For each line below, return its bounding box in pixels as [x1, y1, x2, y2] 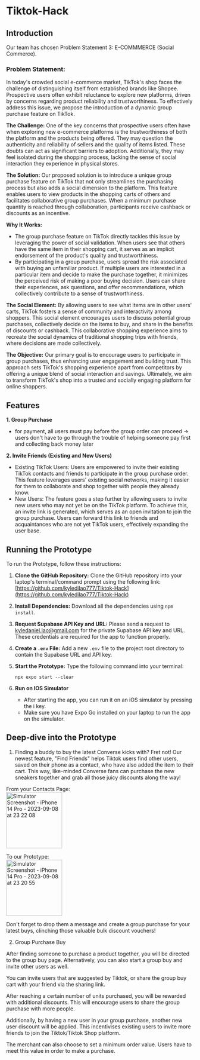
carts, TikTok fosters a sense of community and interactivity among [6, 308, 171, 315]
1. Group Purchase [6, 416, 52, 424]
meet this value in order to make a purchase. [6, 1047, 115, 1054]
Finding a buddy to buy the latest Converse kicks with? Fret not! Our [14, 748, 182, 755]
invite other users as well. [6, 963, 69, 970]
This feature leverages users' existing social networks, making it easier [14, 476, 189, 483]
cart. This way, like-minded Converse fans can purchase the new [14, 767, 175, 774]
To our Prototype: [6, 853, 49, 860]
